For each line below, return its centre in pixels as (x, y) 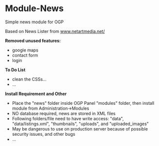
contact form (25, 55)
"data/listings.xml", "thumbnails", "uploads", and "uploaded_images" (80, 124)
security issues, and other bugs (44, 134)
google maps (25, 50)
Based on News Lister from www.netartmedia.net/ (55, 31)
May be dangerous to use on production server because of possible (80, 129)
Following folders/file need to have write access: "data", (68, 118)
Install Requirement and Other (36, 94)
